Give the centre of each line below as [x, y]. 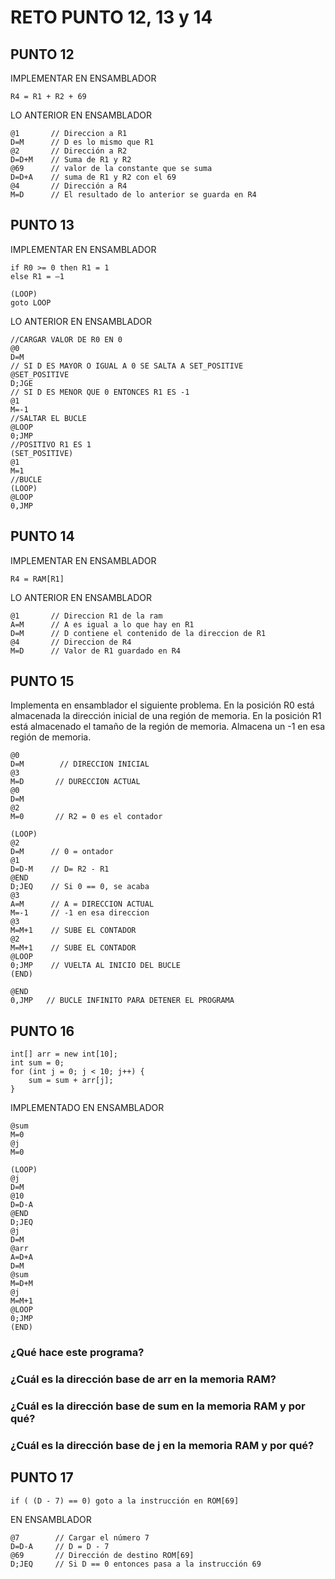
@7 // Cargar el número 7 [80, 1537]
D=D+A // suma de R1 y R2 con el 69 [93, 177]
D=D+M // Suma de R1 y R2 [71, 160]
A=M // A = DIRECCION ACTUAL [82, 904]
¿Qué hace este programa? [77, 1353]
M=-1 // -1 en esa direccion [80, 913]
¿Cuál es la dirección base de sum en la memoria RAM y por [158, 1406]
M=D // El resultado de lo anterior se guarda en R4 [133, 195]
